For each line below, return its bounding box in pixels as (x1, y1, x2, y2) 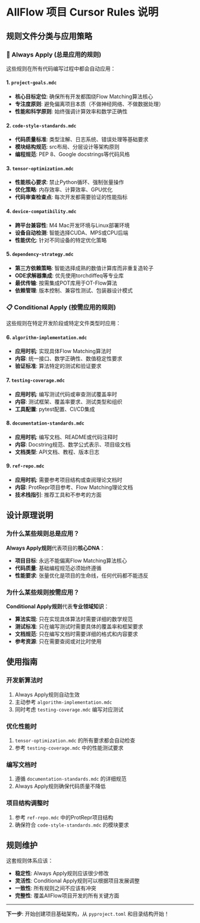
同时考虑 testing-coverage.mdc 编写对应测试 (14, 706, 124, 713)
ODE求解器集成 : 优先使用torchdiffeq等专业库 (14, 272, 124, 279)
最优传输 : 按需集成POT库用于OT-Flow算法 (14, 279, 118, 286)
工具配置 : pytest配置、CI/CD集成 (14, 406, 95, 413)
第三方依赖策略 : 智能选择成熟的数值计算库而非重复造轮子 (14, 264, 154, 272)
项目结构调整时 (6, 799, 49, 807)
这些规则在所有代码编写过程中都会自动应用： (6, 65, 116, 72)
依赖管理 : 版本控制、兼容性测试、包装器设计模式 (14, 286, 133, 294)
